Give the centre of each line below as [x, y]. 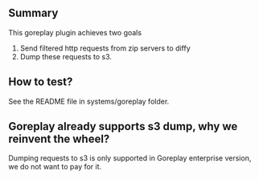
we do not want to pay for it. [55, 167]
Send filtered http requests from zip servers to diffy [105, 48]
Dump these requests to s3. [66, 56]
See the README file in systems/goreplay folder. [89, 101]
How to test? [41, 82]
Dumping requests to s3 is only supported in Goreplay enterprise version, [130, 158]
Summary [33, 13]
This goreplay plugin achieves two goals [75, 32]
